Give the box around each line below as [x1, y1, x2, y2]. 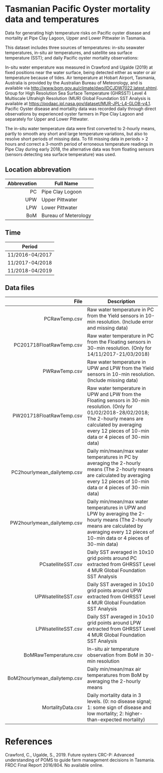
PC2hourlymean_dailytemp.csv [11, 469, 82, 476]
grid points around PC [87, 555, 137, 561]
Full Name [54, 180, 79, 187]
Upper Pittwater [41, 196, 78, 203]
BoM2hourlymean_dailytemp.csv [7, 675, 82, 682]
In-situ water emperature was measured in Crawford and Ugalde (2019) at [5, 64, 153, 70]
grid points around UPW [87, 587, 142, 594]
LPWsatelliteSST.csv [35, 625, 82, 632]
